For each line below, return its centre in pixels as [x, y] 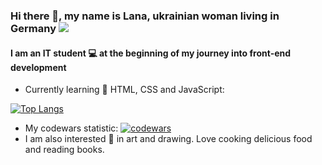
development [38, 67]
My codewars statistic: [71, 128]
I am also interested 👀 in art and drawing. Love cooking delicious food [168, 139]
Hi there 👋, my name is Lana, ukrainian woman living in [145, 16]
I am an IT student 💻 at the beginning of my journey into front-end [151, 53]
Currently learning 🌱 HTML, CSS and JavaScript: [124, 90]
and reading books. [64, 150]
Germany [33, 28]
